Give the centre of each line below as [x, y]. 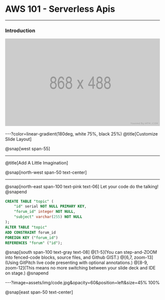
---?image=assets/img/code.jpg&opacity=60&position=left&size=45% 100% [82, 283]
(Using [12, 263]
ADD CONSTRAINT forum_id [30, 233]
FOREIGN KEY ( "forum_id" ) [31, 237]
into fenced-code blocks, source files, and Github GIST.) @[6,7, [69, 258]
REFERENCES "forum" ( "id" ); [34, 243]
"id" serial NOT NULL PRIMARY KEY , [50, 206]
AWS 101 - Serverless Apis [60, 9]
